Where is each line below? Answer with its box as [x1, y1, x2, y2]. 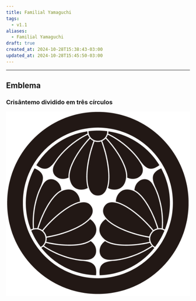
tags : [6, 15, 19, 22]
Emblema [6, 81, 41, 91]
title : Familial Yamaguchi [6, 9, 72, 15]
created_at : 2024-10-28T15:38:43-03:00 [6, 47, 103, 53]
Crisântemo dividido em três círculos [6, 98, 113, 107]
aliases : [6, 28, 27, 34]
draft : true [6, 40, 35, 46]
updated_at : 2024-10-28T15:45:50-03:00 [6, 53, 103, 59]
